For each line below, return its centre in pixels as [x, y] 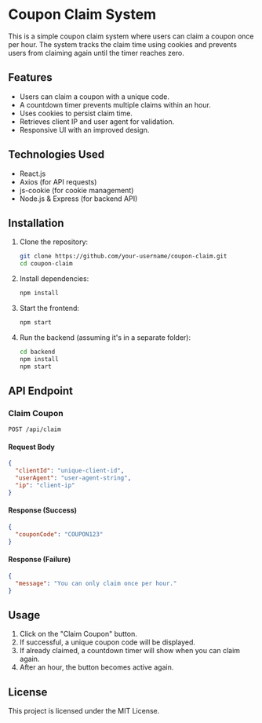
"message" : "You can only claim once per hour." [96, 583]
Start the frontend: [49, 308]
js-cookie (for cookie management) [76, 190]
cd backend [37, 352]
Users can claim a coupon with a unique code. [95, 97]
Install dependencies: [54, 279]
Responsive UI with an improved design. [84, 130]
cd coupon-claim [46, 264]
